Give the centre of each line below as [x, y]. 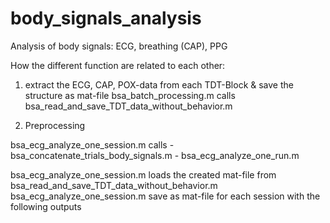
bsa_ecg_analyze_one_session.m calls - [92, 144]
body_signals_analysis [106, 18]
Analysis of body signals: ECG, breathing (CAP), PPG [119, 46]
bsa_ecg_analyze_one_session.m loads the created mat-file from [143, 174]
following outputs [46, 206]
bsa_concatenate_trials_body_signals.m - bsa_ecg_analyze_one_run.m [155, 155]
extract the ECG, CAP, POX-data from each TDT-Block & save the [159, 84]
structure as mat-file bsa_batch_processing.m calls [130, 95]
